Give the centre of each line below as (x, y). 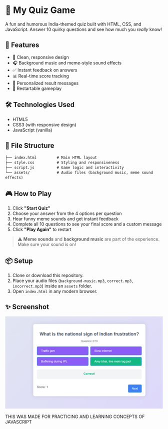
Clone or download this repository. (48, 275)
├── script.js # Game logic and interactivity (64, 168)
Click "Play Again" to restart (42, 229)
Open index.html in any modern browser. (55, 291)
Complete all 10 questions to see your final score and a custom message (87, 224)
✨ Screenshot (27, 307)
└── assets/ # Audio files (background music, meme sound (79, 173)
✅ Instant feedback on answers (45, 70)
